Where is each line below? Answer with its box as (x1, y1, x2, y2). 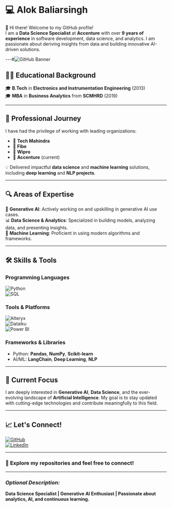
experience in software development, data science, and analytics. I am (5, 35, 155, 41)
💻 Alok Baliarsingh (5, 4, 88, 16)
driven (5, 46, 19, 52)
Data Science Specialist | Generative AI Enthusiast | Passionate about (5, 490, 156, 497)
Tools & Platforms (5, 303, 50, 310)
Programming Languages (5, 273, 70, 281)
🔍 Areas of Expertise (5, 190, 74, 199)
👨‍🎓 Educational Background (5, 71, 96, 80)
